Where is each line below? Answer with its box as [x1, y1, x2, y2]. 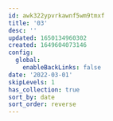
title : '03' [8, 19, 48, 27]
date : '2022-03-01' [8, 71, 73, 79]
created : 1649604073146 [8, 41, 88, 49]
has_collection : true [8, 85, 80, 94]
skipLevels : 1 [8, 78, 56, 86]
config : [8, 49, 34, 57]
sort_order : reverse [8, 100, 77, 108]
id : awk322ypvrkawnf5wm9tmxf [8, 11, 105, 20]
